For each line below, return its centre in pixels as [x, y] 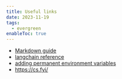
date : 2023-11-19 [28, 17]
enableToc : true [26, 34]
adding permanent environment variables [65, 64]
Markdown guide [35, 50]
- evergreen [26, 28]
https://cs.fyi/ [32, 69]
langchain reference [39, 57]
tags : [13, 23]
